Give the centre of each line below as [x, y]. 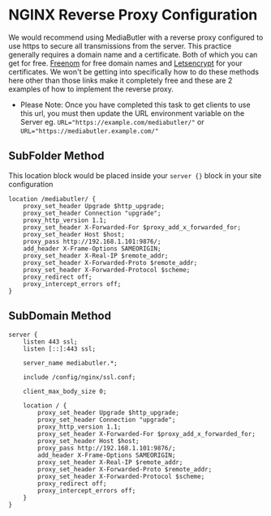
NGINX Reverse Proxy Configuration [133, 15]
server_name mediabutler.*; [70, 363]
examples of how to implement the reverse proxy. [91, 89]
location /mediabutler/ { [52, 199]
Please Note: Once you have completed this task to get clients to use [135, 104]
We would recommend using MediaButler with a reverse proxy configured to [136, 37]
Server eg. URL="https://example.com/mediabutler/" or [112, 122]
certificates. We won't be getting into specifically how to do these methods [134, 71]
